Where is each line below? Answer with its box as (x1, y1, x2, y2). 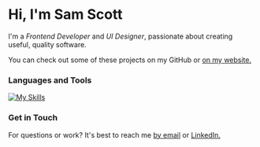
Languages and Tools (8, 75, 92, 86)
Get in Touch (8, 112, 58, 123)
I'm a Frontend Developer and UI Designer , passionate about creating (8, 31, 233, 41)
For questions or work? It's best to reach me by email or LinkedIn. (8, 130, 221, 139)
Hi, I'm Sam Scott (8, 6, 124, 24)
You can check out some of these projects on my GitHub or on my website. (8, 55, 252, 64)
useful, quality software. (8, 39, 87, 49)
